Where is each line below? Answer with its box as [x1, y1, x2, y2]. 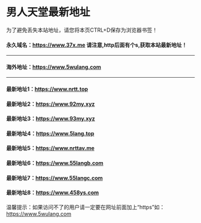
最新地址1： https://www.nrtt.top [6, 85, 89, 93]
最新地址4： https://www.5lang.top [6, 130, 95, 137]
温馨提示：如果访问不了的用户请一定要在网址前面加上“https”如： [6, 203, 165, 210]
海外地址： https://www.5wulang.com [6, 63, 102, 71]
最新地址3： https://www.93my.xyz [6, 115, 96, 123]
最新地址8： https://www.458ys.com [6, 189, 99, 196]
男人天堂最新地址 [6, 5, 91, 19]
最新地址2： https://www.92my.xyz [6, 100, 95, 108]
